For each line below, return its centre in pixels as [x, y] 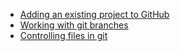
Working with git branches [74, 25]
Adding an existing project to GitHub [94, 14]
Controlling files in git [63, 35]
